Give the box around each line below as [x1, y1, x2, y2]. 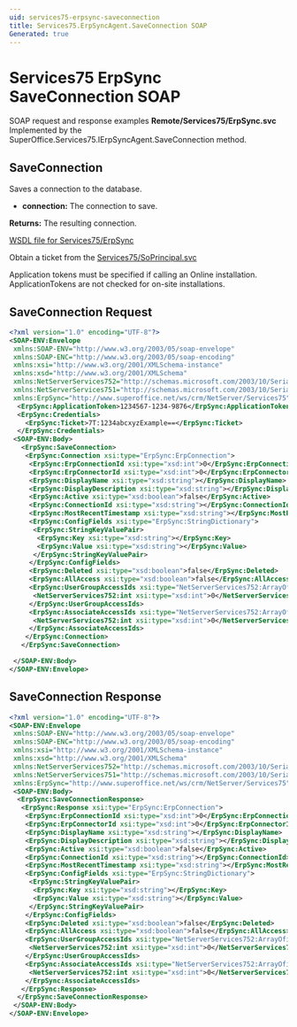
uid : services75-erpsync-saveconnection [9, 12, 161, 22]
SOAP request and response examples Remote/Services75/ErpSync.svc [9, 116, 277, 127]
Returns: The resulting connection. [9, 218, 137, 228]
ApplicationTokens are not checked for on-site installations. [9, 279, 225, 290]
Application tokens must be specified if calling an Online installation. [9, 269, 258, 280]
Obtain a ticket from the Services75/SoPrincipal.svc [9, 252, 197, 263]
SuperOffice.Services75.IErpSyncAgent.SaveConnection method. [9, 135, 247, 145]
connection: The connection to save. [21, 201, 158, 212]
